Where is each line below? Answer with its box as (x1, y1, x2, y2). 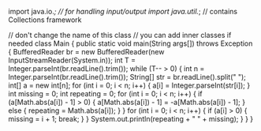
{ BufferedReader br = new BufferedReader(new (8, 47, 165, 56)
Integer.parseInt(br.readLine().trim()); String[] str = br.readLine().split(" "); (8, 73, 247, 81)
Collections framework (8, 15, 82, 24)
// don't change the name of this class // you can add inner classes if (8, 31, 232, 39)
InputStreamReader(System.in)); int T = (8, 55, 136, 65)
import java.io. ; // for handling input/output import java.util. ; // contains (8, 7, 238, 16)
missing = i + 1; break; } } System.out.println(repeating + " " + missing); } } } (8, 114, 254, 123)
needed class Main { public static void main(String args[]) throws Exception (8, 39, 253, 48)
